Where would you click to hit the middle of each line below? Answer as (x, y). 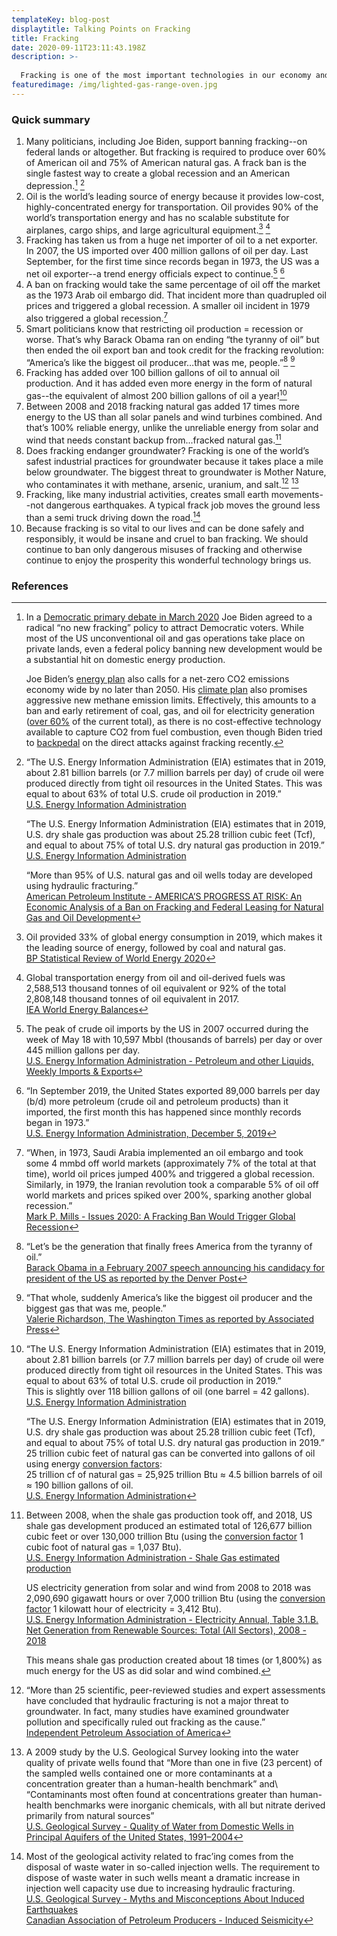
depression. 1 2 (55, 184)
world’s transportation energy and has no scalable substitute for (157, 217)
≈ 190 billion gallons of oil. (79, 1485)
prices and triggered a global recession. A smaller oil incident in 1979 (168, 306)
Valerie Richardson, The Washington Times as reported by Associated (170, 1319)
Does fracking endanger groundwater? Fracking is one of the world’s (167, 450)
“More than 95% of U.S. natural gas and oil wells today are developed (169, 875)
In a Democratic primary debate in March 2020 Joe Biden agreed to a (169, 617)
